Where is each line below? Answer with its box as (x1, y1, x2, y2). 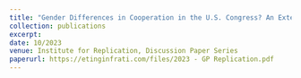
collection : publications (9, 22, 106, 30)
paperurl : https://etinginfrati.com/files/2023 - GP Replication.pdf (9, 55, 275, 64)
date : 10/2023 (9, 38, 63, 48)
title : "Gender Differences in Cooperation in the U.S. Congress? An (9, 13, 275, 22)
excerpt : (9, 30, 42, 39)
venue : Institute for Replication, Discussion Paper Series (9, 47, 239, 56)
